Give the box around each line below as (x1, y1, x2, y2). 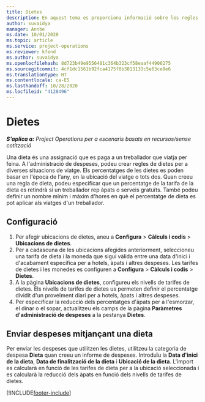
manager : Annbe (6, 26, 45, 32)
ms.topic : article (6, 37, 53, 43)
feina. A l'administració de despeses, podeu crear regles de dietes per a (6, 160, 188, 167)
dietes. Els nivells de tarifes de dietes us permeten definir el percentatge (15, 285, 198, 292)
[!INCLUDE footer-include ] (6, 389, 72, 396)
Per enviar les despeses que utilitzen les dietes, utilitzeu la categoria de (6, 345, 187, 352)
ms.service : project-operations (6, 43, 89, 50)
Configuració (6, 217, 58, 227)
